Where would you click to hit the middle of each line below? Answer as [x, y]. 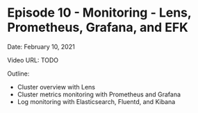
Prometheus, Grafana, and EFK [98, 27]
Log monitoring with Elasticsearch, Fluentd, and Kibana [96, 101]
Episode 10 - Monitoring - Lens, [99, 13]
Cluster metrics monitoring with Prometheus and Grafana [99, 94]
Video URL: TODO [33, 60]
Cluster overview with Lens [56, 87]
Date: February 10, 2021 [41, 46]
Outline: [18, 73]
